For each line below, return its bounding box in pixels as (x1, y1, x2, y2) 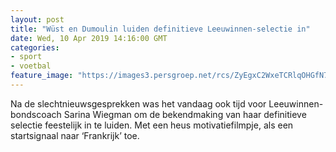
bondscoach (10, 108, 62, 120)
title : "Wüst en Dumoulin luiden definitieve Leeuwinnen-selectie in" (10, 24, 311, 34)
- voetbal (10, 61, 52, 71)
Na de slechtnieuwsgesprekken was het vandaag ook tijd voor (10, 97, 267, 110)
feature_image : (10, 71, 74, 81)
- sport (10, 52, 43, 62)
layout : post (10, 14, 65, 25)
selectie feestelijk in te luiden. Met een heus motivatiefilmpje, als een (10, 119, 294, 131)
